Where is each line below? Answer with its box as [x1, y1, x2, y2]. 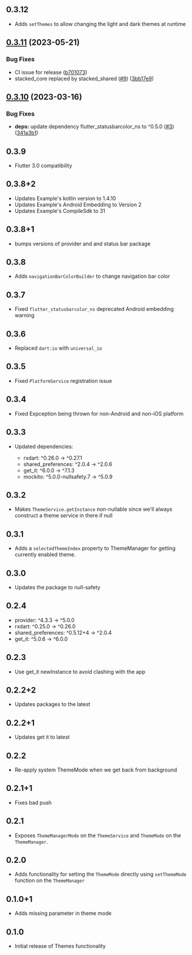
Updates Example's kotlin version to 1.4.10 [14, 195, 116, 202]
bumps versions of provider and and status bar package [14, 240, 151, 247]
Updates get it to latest [14, 734, 70, 741]
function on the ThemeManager [14, 877, 85, 884]
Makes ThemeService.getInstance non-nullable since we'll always [14, 506, 173, 513]
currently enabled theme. [14, 551, 76, 558]
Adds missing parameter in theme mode [14, 910, 112, 917]
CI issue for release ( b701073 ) [14, 68, 87, 76]
